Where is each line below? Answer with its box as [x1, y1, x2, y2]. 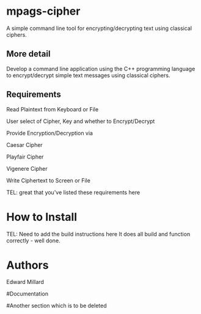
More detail [6, 49, 51, 59]
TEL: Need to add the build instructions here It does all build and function [6, 230, 191, 237]
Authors [6, 258, 49, 272]
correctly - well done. [6, 237, 60, 244]
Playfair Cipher [6, 153, 44, 160]
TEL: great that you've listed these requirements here [6, 189, 141, 196]
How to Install [6, 210, 78, 224]
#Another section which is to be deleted [6, 302, 107, 310]
